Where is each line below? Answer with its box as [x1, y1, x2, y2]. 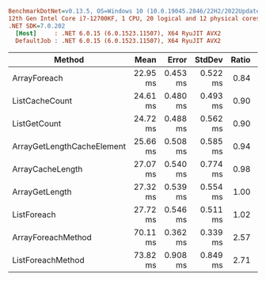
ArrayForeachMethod [12, 232, 93, 243]
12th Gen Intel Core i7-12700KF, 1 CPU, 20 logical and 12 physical [8, 14, 239, 22]
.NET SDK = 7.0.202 [8, 21, 66, 30]
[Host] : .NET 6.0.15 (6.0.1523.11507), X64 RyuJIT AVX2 [15, 29, 222, 37]
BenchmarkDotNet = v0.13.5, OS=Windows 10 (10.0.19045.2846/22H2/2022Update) [8, 7, 264, 15]
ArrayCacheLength [12, 164, 83, 175]
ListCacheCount [12, 96, 73, 107]
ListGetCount [12, 118, 62, 129]
